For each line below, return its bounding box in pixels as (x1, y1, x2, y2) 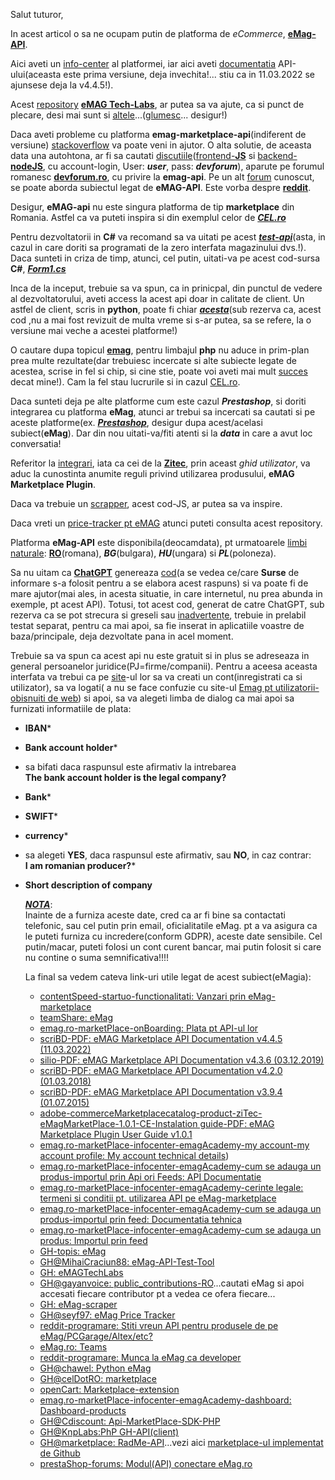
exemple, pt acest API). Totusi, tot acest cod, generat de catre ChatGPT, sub (10, 599, 325, 610)
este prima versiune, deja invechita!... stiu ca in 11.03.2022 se (63, 69, 316, 80)
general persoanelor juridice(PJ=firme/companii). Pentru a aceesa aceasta (10, 660, 318, 672)
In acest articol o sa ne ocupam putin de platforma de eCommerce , (10, 28, 286, 39)
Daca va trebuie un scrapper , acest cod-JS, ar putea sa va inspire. (10, 498, 283, 509)
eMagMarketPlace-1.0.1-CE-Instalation (39, 1118, 198, 1129)
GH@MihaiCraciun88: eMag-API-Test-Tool (39, 1256, 215, 1268)
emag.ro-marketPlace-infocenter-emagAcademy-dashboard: (39, 1394, 292, 1406)
